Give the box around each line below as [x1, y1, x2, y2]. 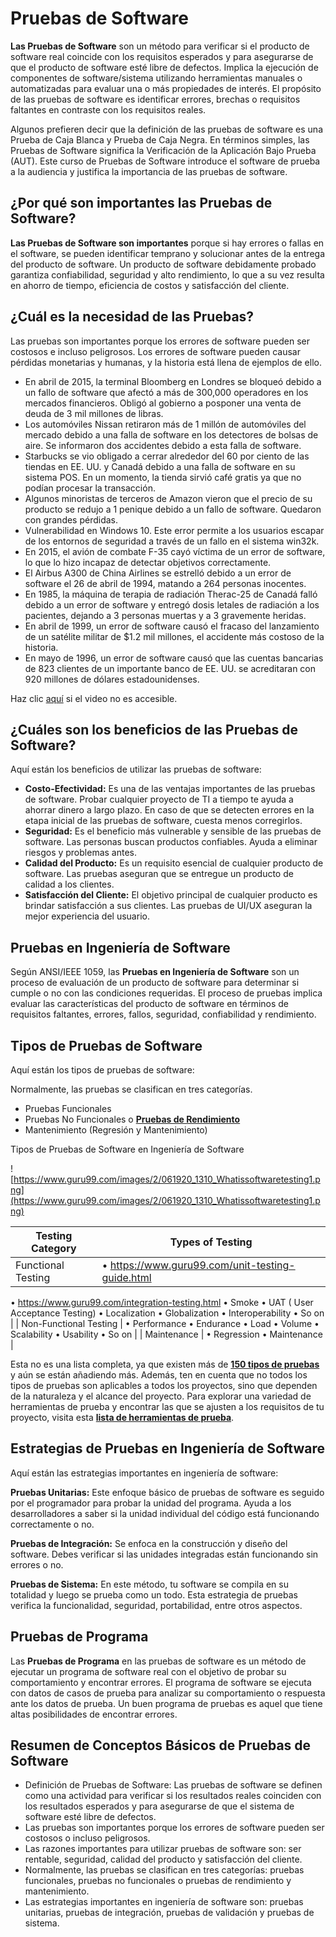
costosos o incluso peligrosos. [24, 1832, 151, 1844]
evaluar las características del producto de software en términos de [10, 998, 290, 1010]
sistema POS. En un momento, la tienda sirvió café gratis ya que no [24, 471, 302, 483]
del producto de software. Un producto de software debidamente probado [10, 258, 317, 270]
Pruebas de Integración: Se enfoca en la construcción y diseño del [10, 1537, 288, 1549]
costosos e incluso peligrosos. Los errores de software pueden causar [10, 345, 301, 357]
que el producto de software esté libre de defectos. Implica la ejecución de [10, 61, 319, 73]
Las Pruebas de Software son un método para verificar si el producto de [10, 40, 310, 52]
